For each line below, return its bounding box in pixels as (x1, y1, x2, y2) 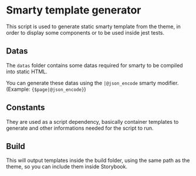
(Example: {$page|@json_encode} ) (6, 86, 86, 93)
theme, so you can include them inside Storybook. (6, 163, 128, 170)
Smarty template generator (6, 4, 141, 17)
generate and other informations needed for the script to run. (6, 124, 154, 131)
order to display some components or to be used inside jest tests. (6, 29, 164, 36)
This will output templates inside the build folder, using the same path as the (6, 157, 190, 164)
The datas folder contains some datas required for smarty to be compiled (6, 62, 183, 69)
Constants (6, 103, 45, 113)
